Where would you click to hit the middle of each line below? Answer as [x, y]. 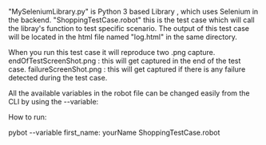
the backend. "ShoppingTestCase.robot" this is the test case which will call [131, 20]
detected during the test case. [58, 78]
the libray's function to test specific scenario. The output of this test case [129, 28]
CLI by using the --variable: [54, 102]
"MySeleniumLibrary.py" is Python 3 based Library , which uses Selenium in [133, 12]
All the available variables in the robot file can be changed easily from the [129, 93]
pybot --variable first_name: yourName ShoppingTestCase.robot [114, 132]
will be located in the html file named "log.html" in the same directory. [123, 37]
